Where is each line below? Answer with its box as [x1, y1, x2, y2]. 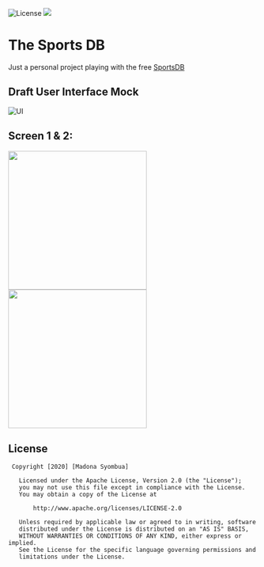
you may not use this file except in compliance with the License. [18, 484, 246, 492]
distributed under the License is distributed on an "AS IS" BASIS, [18, 525, 249, 534]
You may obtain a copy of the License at [18, 491, 157, 499]
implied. [8, 539, 37, 547]
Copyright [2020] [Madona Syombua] [11, 463, 129, 471]
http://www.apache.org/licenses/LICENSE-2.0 [32, 504, 182, 512]
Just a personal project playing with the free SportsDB [8, 62, 185, 71]
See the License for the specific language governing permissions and [18, 546, 257, 554]
